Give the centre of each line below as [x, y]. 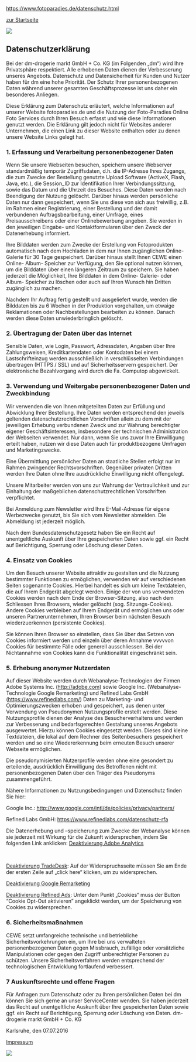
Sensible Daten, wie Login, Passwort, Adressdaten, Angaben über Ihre [91, 346]
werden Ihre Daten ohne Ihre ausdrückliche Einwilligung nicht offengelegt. [95, 473]
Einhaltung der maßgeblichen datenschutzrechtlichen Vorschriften [86, 491]
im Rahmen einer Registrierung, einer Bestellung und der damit [82, 209]
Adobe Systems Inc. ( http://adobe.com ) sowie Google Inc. [76, 687]
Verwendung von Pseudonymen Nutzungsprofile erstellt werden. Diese [92, 712]
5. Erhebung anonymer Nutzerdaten [58, 668]
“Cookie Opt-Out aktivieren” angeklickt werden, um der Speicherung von [94, 901]
